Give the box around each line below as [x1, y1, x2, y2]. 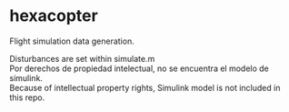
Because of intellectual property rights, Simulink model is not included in [9, 82, 281, 93]
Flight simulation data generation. [9, 36, 135, 46]
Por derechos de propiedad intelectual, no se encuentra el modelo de [9, 63, 270, 74]
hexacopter [9, 5, 98, 26]
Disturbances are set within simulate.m [9, 53, 155, 64]
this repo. [9, 92, 45, 103]
